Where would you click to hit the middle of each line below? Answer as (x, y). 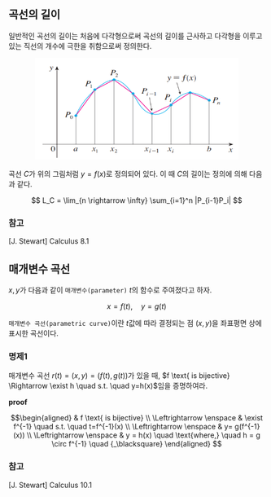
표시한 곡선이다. (34, 333)
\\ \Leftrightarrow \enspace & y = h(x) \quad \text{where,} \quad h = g (144, 435)
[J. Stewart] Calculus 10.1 (50, 485)
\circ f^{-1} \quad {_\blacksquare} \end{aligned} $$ (137, 444)
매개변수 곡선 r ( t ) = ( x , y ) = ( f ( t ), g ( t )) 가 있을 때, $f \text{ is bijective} (119, 376)
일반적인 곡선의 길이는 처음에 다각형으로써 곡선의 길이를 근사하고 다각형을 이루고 (135, 36)
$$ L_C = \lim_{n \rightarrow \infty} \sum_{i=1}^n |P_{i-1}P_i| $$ (137, 200)
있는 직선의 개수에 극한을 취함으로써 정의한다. (80, 46)
